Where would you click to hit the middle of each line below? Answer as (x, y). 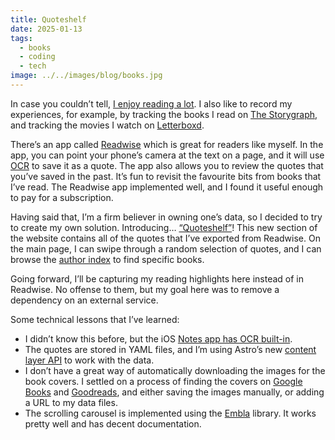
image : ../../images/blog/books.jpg (86, 76)
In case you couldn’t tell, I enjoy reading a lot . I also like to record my (151, 103)
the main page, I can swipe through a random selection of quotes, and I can (166, 248)
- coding (37, 57)
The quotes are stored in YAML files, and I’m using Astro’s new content (170, 349)
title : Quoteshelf (48, 19)
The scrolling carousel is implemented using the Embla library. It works (170, 413)
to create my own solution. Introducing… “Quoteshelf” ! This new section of (164, 227)
